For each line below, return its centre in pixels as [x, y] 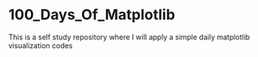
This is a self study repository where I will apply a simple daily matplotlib [129, 37]
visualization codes [41, 45]
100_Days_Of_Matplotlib [92, 15]
